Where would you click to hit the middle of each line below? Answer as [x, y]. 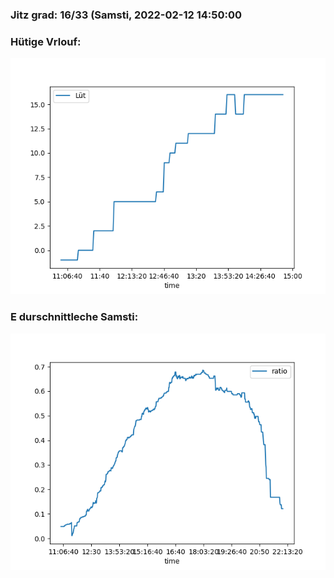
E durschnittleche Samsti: [74, 317]
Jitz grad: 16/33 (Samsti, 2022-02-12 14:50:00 [126, 15]
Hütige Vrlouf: [46, 41]
